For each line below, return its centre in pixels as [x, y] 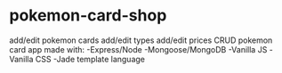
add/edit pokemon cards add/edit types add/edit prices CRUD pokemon [141, 40]
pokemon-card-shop [88, 16]
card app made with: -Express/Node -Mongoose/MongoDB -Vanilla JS [138, 49]
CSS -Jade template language [90, 59]
